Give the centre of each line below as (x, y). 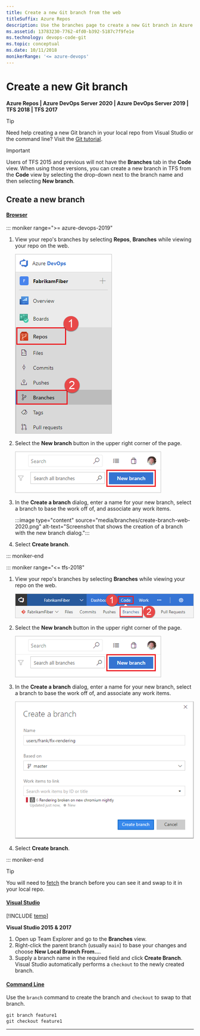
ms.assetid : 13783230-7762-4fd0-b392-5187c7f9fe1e (70, 32)
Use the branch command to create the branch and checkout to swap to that (99, 997)
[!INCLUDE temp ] (27, 916)
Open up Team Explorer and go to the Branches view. (81, 939)
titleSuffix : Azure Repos (38, 19)
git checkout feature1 (34, 1021)
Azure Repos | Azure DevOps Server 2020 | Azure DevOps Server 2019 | (97, 103)
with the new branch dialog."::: (52, 533)
